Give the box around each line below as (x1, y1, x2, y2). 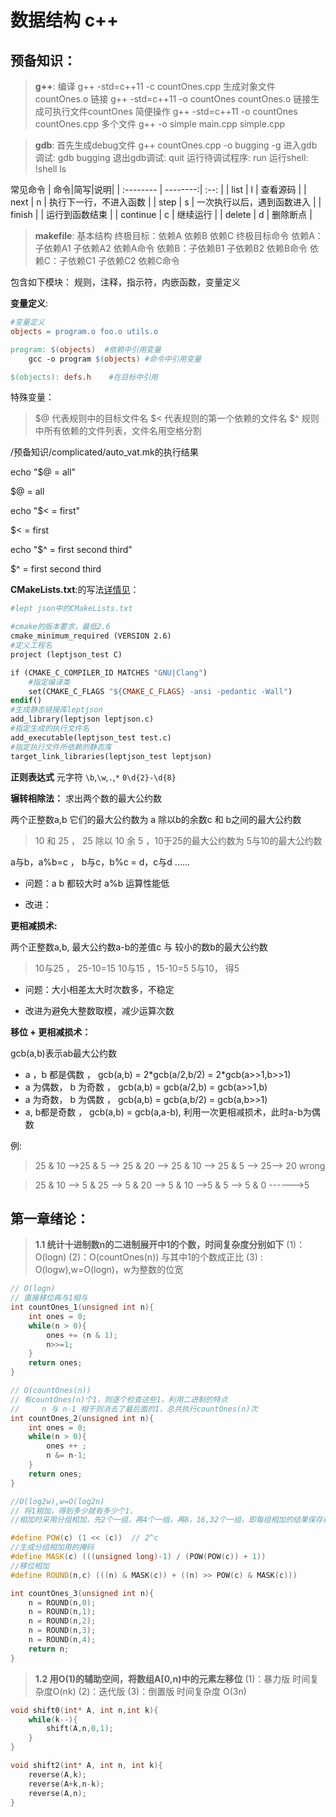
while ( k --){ (28, 1714, 78, 1725)
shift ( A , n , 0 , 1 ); (46, 1724, 114, 1734)
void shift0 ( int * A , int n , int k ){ (10, 1705, 159, 1715)
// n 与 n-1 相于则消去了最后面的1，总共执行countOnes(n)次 (10, 1404, 258, 1414)
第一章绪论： (10, 1210, 90, 1227)
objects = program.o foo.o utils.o (10, 326, 159, 336)
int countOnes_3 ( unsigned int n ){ (10, 1588, 155, 1598)
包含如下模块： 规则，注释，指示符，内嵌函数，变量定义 (10, 276, 241, 288)
